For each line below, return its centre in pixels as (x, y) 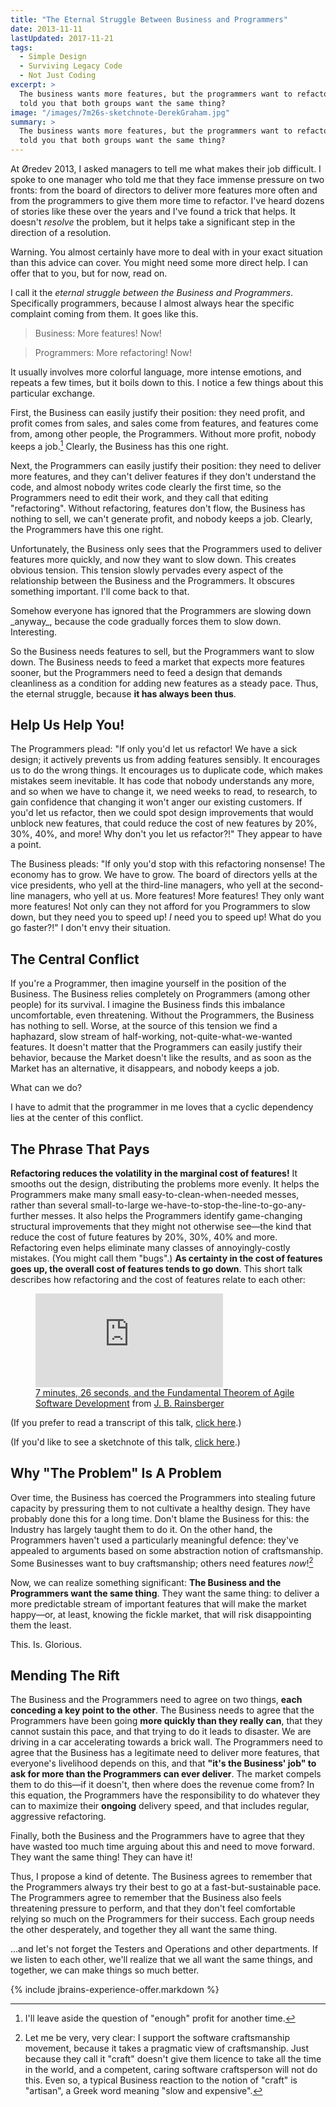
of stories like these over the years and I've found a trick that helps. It (153, 211)
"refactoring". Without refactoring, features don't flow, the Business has (158, 508)
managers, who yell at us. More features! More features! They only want (176, 896)
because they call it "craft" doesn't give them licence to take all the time (173, 2059)
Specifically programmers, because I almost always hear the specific (152, 303)
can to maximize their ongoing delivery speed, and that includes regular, (160, 1806)
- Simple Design (53, 57)
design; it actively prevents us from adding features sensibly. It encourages (165, 760)
